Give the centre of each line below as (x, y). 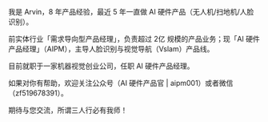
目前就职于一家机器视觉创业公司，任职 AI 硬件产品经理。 (101, 66)
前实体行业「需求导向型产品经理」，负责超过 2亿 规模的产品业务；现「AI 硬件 (134, 39)
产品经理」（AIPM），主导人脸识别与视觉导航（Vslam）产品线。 (111, 49)
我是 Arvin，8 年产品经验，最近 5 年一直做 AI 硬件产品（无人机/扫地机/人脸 (131, 12)
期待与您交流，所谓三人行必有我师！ (68, 110)
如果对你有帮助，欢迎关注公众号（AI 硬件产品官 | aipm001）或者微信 (121, 83)
